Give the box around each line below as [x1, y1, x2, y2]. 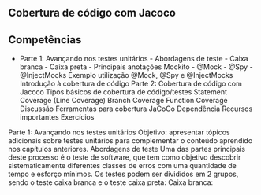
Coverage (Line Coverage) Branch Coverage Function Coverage [19, 96, 228, 105]
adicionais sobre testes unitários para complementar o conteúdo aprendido [8, 136, 253, 145]
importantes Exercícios [19, 112, 95, 122]
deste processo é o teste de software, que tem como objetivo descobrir [8, 153, 241, 162]
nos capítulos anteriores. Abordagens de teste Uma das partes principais [8, 145, 246, 154]
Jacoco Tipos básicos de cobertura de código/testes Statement [19, 87, 227, 97]
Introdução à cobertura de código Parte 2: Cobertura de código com [19, 79, 243, 89]
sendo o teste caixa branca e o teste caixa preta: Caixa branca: [8, 178, 214, 187]
